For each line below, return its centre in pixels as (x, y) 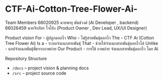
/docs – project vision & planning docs (50, 68)
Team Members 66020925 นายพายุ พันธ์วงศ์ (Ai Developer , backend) (72, 22)
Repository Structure (26, 58)
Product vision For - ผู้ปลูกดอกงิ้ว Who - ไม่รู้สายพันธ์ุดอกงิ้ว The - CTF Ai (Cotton (80, 38)
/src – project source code (39, 73)
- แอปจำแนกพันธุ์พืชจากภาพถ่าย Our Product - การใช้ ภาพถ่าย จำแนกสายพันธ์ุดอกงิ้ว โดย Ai (82, 49)
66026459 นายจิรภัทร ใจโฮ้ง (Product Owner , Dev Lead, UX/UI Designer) (76, 28)
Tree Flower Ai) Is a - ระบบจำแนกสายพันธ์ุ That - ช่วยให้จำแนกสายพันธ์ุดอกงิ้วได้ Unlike (81, 43)
